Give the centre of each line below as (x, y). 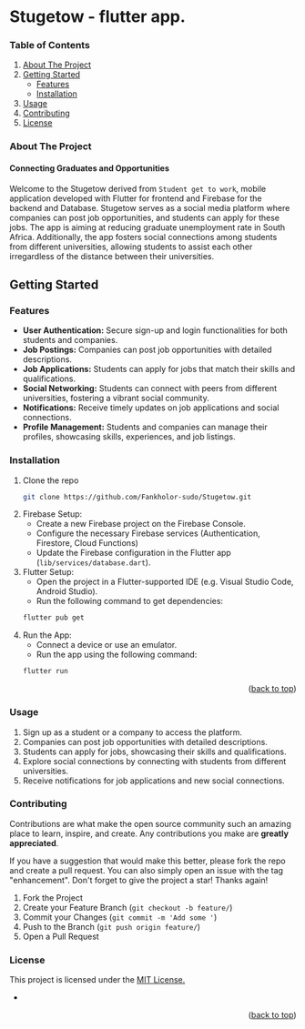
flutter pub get (53, 618)
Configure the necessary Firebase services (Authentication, (148, 533)
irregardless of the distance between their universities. (112, 256)
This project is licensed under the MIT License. (97, 980)
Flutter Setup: (48, 572)
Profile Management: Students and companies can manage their (145, 427)
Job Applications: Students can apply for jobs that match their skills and (159, 369)
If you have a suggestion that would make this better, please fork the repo (147, 861)
